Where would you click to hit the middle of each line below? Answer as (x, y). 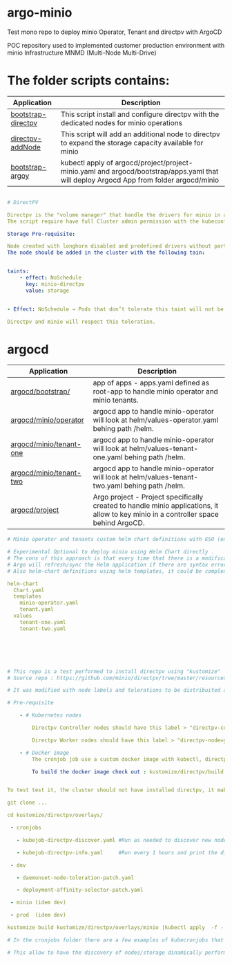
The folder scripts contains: (89, 81)
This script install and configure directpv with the (140, 114)
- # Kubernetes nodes (50, 715)
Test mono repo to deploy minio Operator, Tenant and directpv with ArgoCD (115, 32)
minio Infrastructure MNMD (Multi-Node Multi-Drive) (82, 53)
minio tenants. (116, 401)
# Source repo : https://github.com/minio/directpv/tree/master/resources (117, 678)
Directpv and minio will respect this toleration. (81, 322)
